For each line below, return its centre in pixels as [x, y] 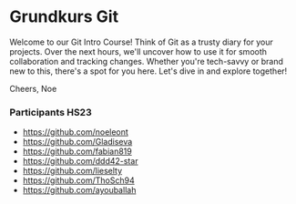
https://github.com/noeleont [76, 132]
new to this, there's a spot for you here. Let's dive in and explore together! [148, 71]
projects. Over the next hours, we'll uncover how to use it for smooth [138, 51]
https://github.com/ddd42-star [80, 161]
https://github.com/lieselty [72, 171]
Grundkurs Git [64, 17]
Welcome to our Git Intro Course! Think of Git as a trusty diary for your [141, 42]
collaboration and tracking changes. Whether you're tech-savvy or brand [147, 61]
